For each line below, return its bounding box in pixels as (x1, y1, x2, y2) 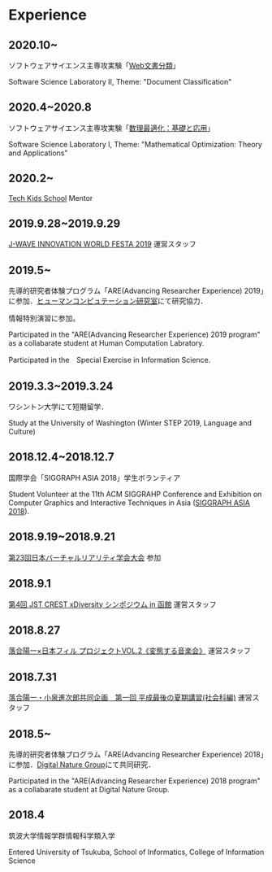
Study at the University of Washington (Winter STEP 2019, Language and (8, 418, 252, 428)
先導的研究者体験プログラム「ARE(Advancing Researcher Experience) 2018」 (8, 749, 265, 759)
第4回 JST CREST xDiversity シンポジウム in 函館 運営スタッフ (8, 599, 217, 609)
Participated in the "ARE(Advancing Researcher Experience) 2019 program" (8, 329, 261, 339)
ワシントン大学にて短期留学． (8, 402, 108, 412)
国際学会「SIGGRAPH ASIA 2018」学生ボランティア (8, 473, 181, 482)
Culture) (8, 427, 37, 437)
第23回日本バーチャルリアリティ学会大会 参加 (8, 552, 162, 562)
